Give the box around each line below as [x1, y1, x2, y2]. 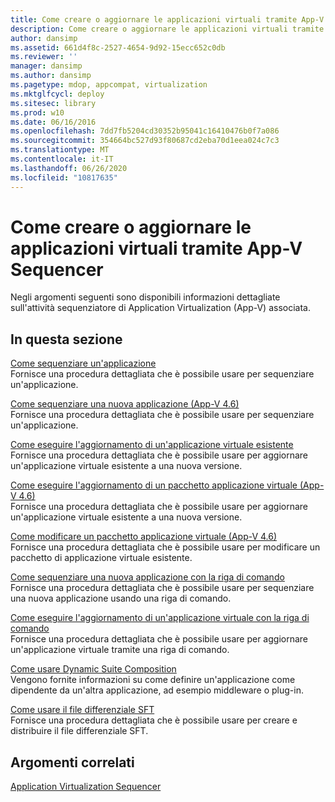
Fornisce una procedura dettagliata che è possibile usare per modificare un [10, 541, 321, 553]
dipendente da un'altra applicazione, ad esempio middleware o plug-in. [10, 684, 304, 696]
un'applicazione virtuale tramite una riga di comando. [10, 644, 230, 656]
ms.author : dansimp [10, 71, 92, 81]
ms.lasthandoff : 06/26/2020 [10, 163, 128, 173]
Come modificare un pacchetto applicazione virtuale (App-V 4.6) [10, 531, 278, 543]
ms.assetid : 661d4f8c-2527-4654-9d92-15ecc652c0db [10, 42, 226, 53]
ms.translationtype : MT [10, 145, 110, 155]
